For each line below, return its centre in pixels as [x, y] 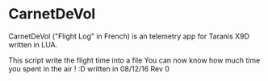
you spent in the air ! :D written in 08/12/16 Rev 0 [89, 68]
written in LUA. [33, 44]
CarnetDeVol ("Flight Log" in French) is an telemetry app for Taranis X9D [129, 36]
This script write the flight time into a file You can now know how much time [134, 60]
